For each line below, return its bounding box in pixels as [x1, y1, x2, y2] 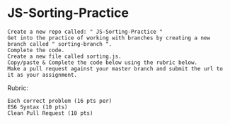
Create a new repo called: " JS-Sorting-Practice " [7, 28, 163, 35]
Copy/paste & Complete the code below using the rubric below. [7, 58, 198, 66]
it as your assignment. [7, 71, 78, 78]
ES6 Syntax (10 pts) [7, 104, 69, 111]
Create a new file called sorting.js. [7, 53, 122, 60]
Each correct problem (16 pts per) [7, 97, 113, 104]
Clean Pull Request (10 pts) [7, 109, 93, 117]
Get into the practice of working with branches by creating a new [7, 34, 211, 42]
